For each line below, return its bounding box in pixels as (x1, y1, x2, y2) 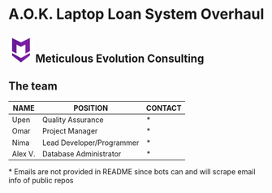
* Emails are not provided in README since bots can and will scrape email (8, 167, 256, 177)
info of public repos (8, 176, 74, 186)
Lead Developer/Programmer (41, 138, 140, 147)
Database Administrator (41, 148, 122, 159)
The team (8, 79, 58, 93)
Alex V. (11, 148, 36, 159)
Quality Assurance (41, 115, 104, 125)
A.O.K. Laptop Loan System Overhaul (8, 5, 265, 24)
